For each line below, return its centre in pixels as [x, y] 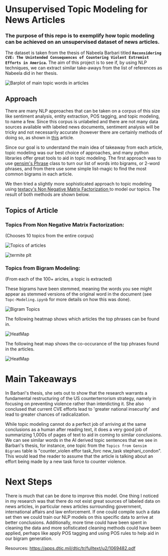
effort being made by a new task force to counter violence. [66, 461]
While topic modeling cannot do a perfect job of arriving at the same [76, 424]
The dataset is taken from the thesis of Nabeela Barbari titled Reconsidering [83, 53]
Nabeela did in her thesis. [32, 73]
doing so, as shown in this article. [40, 138]
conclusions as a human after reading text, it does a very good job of [76, 430]
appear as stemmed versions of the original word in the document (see [78, 294]
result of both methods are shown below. [48, 195]
